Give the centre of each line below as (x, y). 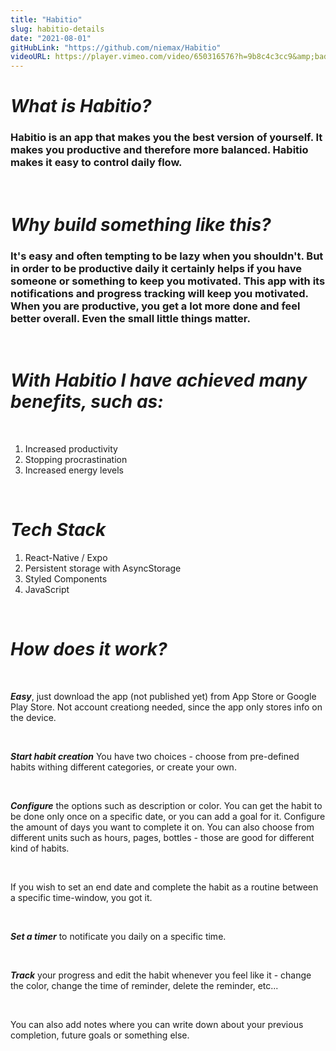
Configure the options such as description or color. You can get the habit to (166, 805)
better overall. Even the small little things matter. (130, 318)
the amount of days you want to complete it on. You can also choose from (162, 827)
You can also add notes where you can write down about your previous (157, 1024)
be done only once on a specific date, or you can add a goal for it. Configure (168, 816)
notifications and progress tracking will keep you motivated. (159, 293)
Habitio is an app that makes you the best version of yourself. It (166, 138)
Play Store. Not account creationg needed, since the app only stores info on (166, 707)
